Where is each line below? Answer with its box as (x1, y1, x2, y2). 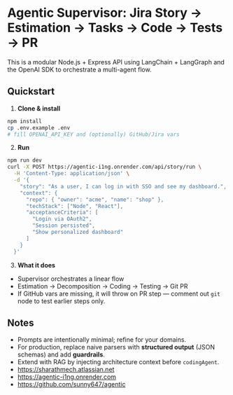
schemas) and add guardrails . (17, 350, 105, 359)
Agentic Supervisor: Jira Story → (7, 5, 202, 21)
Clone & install (17, 104, 61, 113)
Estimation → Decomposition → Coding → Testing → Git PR (17, 282, 188, 290)
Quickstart (7, 85, 55, 97)
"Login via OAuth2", (32, 216, 92, 223)
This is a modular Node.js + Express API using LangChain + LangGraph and (7, 57, 225, 66)
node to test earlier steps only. (17, 296, 106, 305)
